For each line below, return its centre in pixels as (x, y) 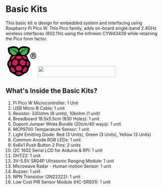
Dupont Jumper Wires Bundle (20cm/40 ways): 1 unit (67, 124)
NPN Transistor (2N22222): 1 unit (46, 177)
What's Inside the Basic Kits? (52, 91)
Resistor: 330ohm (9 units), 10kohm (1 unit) (56, 113)
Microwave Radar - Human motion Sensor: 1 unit (62, 166)
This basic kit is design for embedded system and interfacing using (74, 23)
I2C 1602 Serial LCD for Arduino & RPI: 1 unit (58, 150)
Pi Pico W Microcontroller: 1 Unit (45, 103)
